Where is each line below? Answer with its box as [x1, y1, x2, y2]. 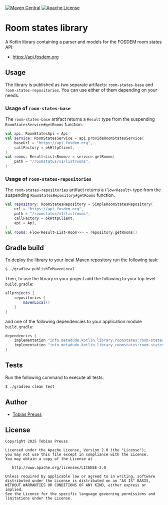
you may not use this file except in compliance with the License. [5, 452, 149, 457]
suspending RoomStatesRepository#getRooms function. [5, 192, 115, 198]
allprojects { [5, 291, 35, 296]
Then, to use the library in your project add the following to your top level [5, 276, 155, 282]
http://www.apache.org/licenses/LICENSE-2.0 [11, 465, 106, 470]
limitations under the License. [5, 496, 72, 501]
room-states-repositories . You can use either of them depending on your [5, 87, 157, 93]
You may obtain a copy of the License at [5, 456, 93, 461]
